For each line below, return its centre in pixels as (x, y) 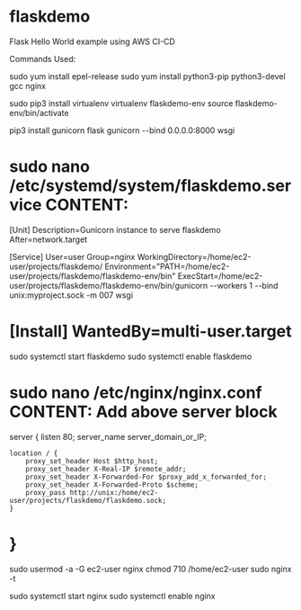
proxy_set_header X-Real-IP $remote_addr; (106, 469)
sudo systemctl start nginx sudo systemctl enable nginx (112, 596)
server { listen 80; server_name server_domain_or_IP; (108, 436)
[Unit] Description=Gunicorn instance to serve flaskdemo (115, 229)
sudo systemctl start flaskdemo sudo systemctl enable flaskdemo (131, 356)
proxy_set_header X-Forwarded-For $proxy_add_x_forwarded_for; (146, 477)
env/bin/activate (39, 112)
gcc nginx (28, 85)
